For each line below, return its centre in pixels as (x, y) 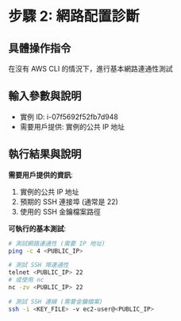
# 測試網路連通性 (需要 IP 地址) (57, 243)
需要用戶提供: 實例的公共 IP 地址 (72, 126)
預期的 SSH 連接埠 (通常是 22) (69, 201)
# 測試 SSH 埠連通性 (39, 265)
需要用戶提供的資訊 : (41, 175)
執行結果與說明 (45, 155)
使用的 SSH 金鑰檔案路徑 (60, 211)
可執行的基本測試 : (37, 228)
